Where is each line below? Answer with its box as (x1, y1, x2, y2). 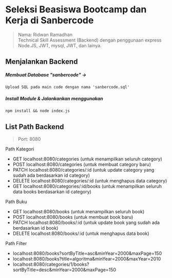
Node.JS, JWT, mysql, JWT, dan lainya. (17, 42, 102, 48)
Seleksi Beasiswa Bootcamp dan (5, 4, 147, 15)
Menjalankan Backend (5, 58, 78, 66)
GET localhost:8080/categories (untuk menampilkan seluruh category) (12, 156, 163, 162)
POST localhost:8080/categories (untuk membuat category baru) (12, 161, 151, 168)
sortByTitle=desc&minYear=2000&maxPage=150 (12, 267, 117, 273)
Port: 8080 (17, 136, 41, 142)
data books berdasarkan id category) (12, 189, 91, 195)
